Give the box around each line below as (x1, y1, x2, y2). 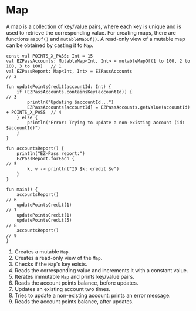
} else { (16, 114, 38, 120)
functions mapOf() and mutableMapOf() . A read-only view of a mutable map (6, 35, 186, 42)
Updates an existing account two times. (14, 285, 110, 292)
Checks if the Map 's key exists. (14, 261, 88, 268)
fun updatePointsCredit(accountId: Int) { (6, 83, 111, 90)
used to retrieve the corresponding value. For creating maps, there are (6, 29, 176, 36)
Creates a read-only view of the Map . (14, 254, 103, 261)
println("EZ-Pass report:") (16, 150, 85, 156)
